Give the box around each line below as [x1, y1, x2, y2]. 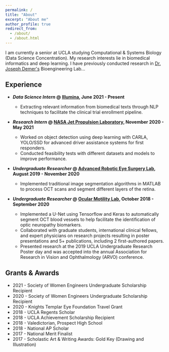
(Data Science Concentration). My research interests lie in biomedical [5, 55, 150, 61]
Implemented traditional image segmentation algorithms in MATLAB [20, 180, 161, 186]
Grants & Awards [5, 269, 59, 278]
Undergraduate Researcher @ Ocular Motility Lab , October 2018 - [12, 195, 154, 202]
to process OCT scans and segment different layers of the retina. [20, 186, 156, 192]
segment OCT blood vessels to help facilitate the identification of [20, 216, 156, 222]
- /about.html [10, 36, 39, 41]
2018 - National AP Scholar [12, 325, 69, 331]
